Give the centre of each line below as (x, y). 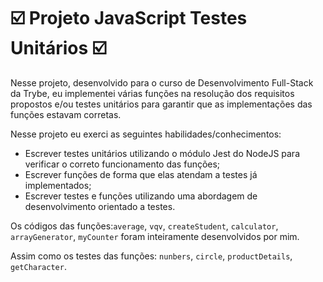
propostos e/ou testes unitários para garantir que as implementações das (161, 104)
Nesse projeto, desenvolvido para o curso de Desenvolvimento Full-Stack (162, 82)
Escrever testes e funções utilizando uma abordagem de (141, 196)
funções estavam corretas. (66, 114)
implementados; (58, 185)
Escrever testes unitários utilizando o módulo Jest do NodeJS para (162, 153)
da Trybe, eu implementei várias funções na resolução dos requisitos (152, 93)
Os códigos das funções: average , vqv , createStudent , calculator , (144, 226)
